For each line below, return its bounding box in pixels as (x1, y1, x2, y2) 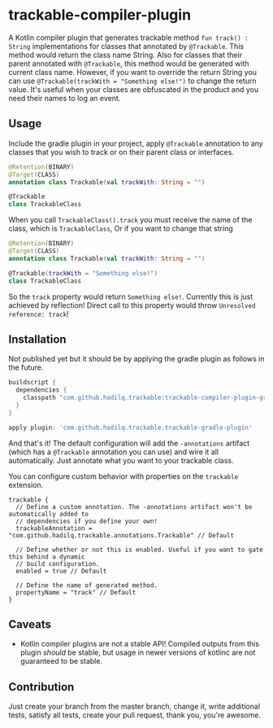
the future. (8, 362, 44, 372)
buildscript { (8, 379, 57, 387)
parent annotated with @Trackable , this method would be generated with (8, 59, 249, 68)
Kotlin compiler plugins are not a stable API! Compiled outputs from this (19, 639, 260, 649)
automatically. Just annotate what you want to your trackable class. (8, 455, 234, 465)
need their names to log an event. (8, 93, 121, 103)
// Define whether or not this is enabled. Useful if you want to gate (15, 546, 264, 554)
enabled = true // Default (15, 567, 107, 575)
